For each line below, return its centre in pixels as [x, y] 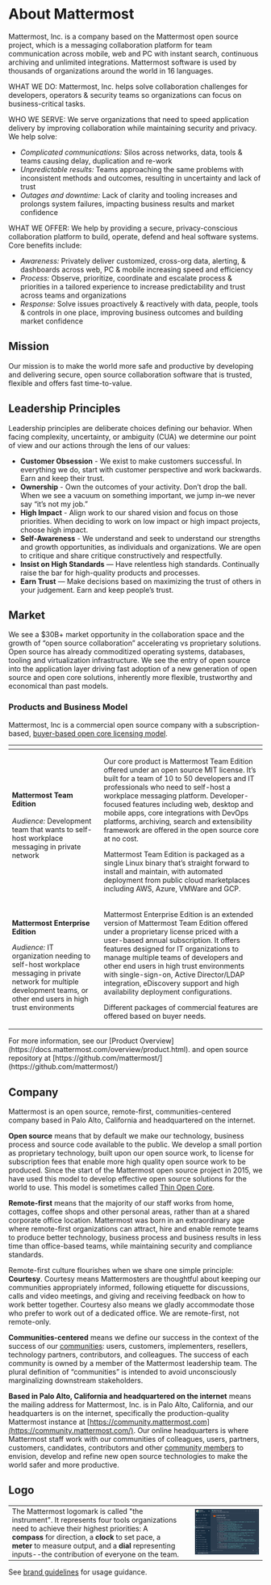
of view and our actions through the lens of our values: [100, 445]
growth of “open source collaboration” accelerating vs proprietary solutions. [135, 643]
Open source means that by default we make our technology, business [126, 1135]
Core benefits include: [45, 245]
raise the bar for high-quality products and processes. [110, 573]
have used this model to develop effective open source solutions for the [128, 1178]
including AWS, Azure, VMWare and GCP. [172, 889]
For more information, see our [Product [73, 1041]
